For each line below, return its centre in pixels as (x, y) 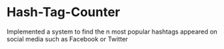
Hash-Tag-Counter (63, 12)
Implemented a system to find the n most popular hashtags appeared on (112, 31)
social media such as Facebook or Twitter (67, 38)
